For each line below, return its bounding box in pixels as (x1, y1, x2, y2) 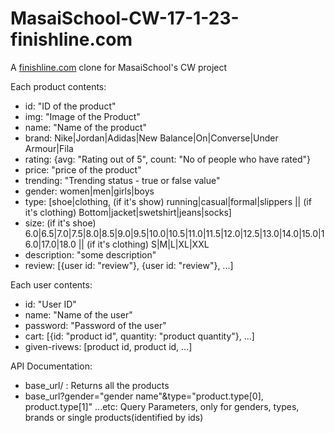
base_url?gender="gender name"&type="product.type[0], (24, 390, 264, 402)
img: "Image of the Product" (24, 110, 141, 122)
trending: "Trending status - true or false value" (24, 174, 221, 186)
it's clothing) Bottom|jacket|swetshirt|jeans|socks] (24, 206, 232, 218)
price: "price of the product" (24, 163, 142, 176)
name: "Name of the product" (24, 121, 148, 133)
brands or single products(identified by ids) (24, 411, 204, 423)
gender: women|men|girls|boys (24, 185, 155, 197)
